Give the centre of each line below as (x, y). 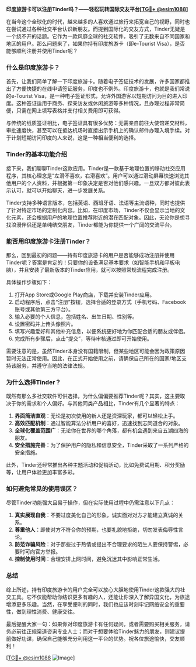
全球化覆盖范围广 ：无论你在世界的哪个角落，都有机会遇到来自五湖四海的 (101, 430)
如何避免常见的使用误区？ (42, 489)
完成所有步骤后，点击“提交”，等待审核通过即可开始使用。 (83, 338)
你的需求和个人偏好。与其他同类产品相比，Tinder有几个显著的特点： (98, 403)
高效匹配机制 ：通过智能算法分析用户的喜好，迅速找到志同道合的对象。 (99, 423)
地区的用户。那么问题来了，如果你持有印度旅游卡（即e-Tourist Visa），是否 (96, 44)
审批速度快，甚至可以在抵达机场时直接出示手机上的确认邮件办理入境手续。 (95, 131)
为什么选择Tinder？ (34, 382)
